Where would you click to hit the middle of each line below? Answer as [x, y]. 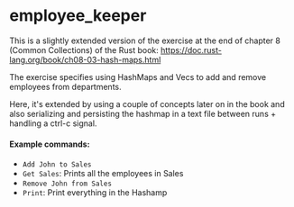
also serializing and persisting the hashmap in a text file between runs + [143, 113]
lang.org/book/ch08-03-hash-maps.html [85, 59]
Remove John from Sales [67, 184]
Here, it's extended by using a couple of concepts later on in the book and [147, 103]
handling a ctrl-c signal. [53, 123]
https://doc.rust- [192, 49]
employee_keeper [78, 16]
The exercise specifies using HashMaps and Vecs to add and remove [138, 76]
